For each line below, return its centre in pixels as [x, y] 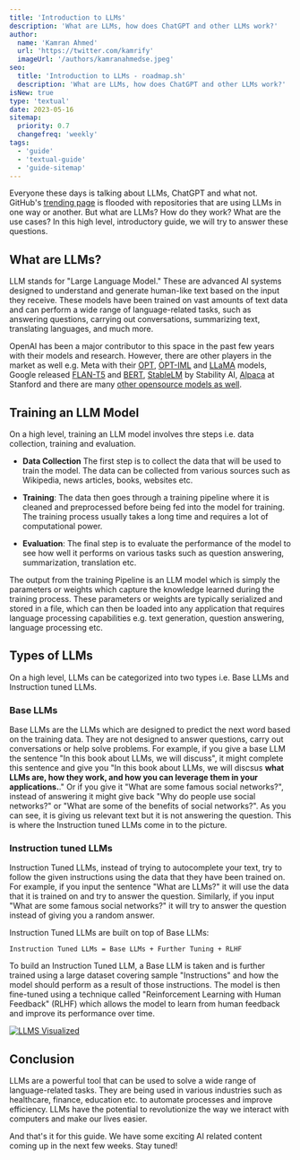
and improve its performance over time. [82, 1014]
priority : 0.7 [43, 126]
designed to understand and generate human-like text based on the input [145, 291]
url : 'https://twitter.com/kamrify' [86, 51]
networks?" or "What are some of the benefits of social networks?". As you [148, 806]
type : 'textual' [39, 101]
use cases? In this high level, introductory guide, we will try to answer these [149, 222]
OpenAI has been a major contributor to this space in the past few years [142, 346]
